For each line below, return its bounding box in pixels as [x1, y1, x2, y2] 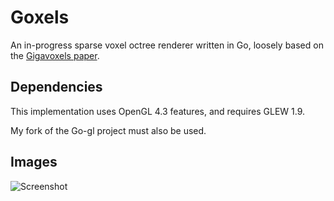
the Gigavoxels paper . [10, 49, 100, 61]
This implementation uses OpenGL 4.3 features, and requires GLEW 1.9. [10, 105, 306, 117]
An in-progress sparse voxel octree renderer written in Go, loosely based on [10, 39, 324, 51]
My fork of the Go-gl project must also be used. [10, 124, 207, 136]
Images [10, 154, 58, 171]
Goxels [10, 6, 70, 29]
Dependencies [10, 79, 103, 96]
